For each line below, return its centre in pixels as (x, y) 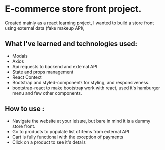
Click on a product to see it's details (49, 142)
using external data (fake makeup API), (45, 28)
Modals (20, 56)
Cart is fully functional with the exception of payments (68, 137)
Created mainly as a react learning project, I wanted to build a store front (80, 23)
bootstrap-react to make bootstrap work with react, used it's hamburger (86, 88)
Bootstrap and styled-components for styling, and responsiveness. (81, 82)
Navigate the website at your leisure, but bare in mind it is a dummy (81, 121)
